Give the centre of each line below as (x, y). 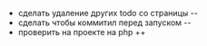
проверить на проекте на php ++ (82, 32)
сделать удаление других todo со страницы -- (108, 13)
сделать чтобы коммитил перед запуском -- (104, 23)
